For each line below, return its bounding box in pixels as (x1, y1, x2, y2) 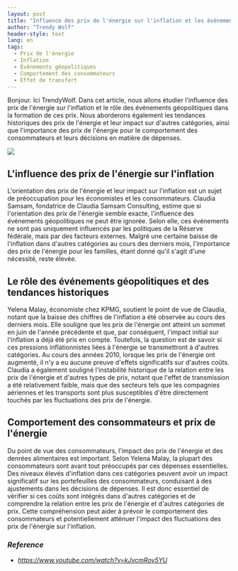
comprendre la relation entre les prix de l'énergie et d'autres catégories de (7, 499, 225, 508)
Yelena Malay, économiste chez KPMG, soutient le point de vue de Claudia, (7, 305, 227, 314)
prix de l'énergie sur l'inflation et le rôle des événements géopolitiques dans (7, 104, 229, 112)
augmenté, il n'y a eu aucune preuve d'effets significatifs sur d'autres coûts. (7, 358, 229, 366)
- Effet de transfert (13, 76, 78, 84)
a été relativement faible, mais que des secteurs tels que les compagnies (7, 381, 220, 389)
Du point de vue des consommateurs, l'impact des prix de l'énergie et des (7, 446, 223, 455)
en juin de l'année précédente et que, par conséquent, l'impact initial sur (7, 328, 220, 336)
